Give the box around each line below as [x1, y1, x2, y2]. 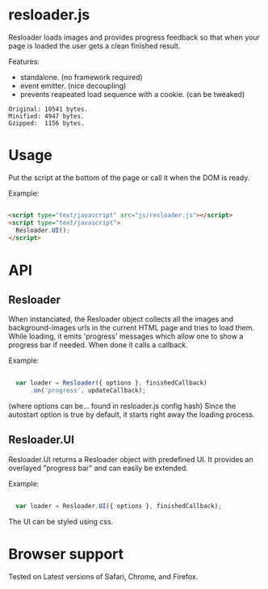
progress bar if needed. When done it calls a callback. [8, 340, 188, 350]
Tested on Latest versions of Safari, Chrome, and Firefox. [8, 571, 199, 581]
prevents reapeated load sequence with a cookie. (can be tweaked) [19, 89, 245, 99]
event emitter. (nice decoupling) [19, 81, 127, 90]
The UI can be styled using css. [8, 516, 114, 526]
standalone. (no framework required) [19, 72, 143, 82]
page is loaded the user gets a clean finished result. [8, 40, 181, 50]
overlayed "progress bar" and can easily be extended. [8, 463, 188, 473]
